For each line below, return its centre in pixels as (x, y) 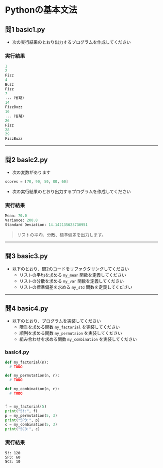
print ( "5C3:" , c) (23, 429)
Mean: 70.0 (16, 216)
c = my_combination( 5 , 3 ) (31, 425)
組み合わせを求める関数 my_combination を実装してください (78, 339)
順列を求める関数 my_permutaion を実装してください (71, 333)
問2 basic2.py (26, 159)
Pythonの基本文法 (41, 10)
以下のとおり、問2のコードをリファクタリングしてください (71, 269)
